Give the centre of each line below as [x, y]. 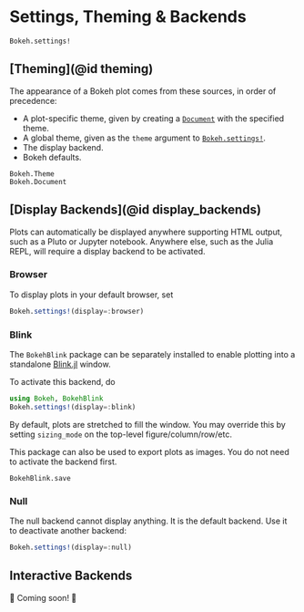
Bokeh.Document [38, 182]
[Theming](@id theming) [81, 69]
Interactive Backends [71, 576]
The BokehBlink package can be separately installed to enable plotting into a [152, 355]
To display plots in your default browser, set [91, 295]
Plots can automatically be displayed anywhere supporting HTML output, [146, 232]
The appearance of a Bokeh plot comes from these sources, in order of [143, 91]
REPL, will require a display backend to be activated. [108, 251]
